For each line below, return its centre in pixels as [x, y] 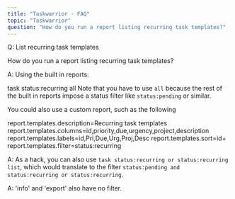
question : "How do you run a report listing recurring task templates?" [117, 27]
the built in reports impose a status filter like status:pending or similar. [109, 96]
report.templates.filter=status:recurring [64, 146]
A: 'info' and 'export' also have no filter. [65, 188]
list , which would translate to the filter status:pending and [94, 167]
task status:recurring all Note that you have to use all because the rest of [115, 89]
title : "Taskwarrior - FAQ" [49, 14]
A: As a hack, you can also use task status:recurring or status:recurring [118, 159]
